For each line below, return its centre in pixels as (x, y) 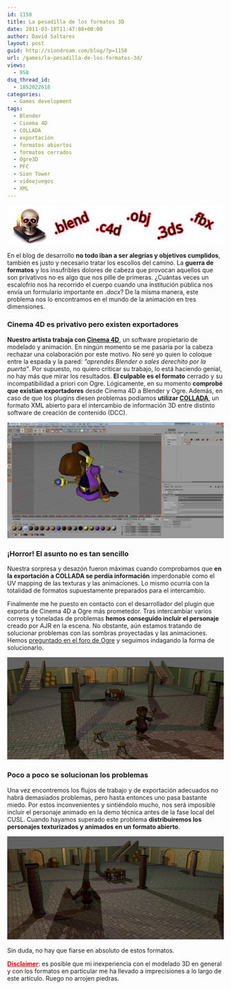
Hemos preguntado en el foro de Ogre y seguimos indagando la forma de (111, 641)
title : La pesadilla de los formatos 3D (66, 22)
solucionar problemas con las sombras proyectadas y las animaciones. (107, 633)
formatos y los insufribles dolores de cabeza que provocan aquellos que (110, 270)
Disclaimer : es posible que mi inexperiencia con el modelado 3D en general (114, 964)
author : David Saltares (41, 36)
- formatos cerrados (43, 152)
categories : (24, 94)
